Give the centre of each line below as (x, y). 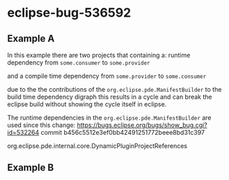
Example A (31, 39)
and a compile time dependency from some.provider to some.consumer (107, 76)
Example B (31, 168)
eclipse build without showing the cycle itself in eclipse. (87, 104)
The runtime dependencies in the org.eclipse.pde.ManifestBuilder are (109, 117)
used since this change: (41, 125)
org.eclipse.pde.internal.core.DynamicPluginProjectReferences (97, 146)
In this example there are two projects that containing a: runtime (99, 55)
